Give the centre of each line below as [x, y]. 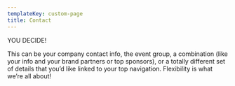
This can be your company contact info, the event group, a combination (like [117, 54]
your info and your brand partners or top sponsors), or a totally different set [116, 61]
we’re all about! [29, 76]
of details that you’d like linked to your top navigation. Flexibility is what [110, 69]
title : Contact [29, 20]
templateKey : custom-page [45, 14]
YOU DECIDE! [27, 40]
